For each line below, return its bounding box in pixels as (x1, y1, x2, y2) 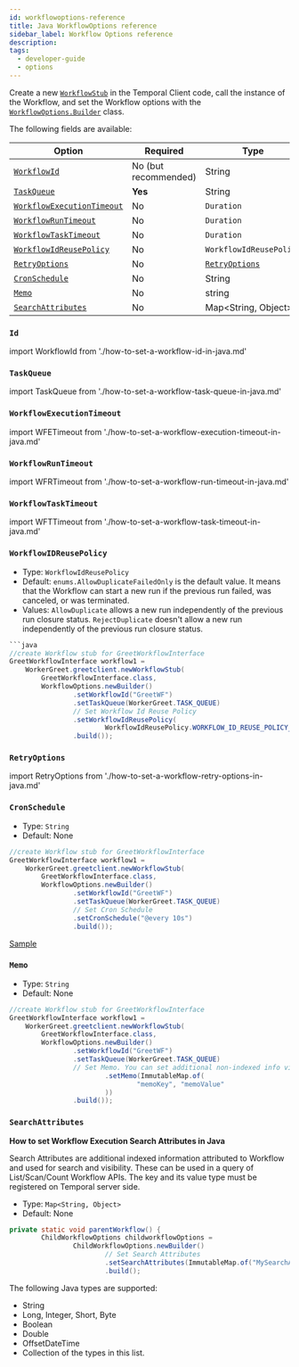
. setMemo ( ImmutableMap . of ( (104, 1071, 205, 1080)
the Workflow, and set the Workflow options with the (9, 96, 202, 107)
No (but (132, 160, 165, 172)
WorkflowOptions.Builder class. (9, 106, 125, 117)
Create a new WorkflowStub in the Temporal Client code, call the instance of (9, 86, 286, 98)
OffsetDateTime (21, 1338, 80, 1348)
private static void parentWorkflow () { (9, 1225, 162, 1234)
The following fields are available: (9, 123, 133, 134)
